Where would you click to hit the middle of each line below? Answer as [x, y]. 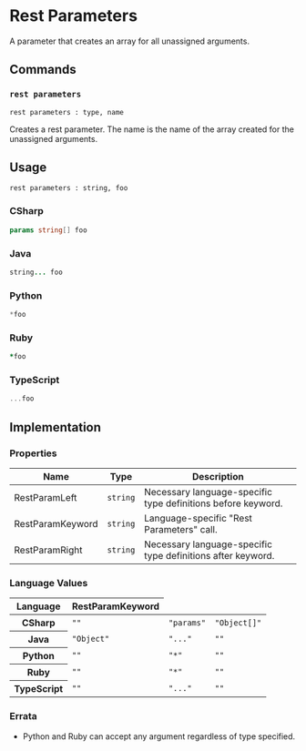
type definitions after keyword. [209, 555]
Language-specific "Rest [199, 518]
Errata [24, 716]
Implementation [56, 427]
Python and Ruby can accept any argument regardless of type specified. [159, 736]
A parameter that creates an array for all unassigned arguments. [130, 41]
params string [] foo [49, 230]
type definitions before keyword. [214, 503]
